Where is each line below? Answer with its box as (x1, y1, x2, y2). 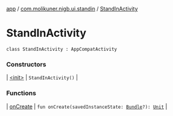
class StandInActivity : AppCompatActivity (6, 46, 118, 52)
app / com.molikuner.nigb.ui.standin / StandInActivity (6, 5, 138, 12)
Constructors (6, 60, 46, 68)
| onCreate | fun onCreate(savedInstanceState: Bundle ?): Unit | (6, 103, 168, 110)
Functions (6, 89, 36, 97)
